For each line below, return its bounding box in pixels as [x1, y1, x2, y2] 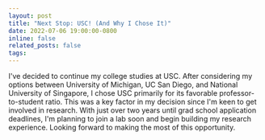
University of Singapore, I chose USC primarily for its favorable [8, 89, 218, 97]
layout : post [8, 11, 53, 20]
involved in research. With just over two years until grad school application [8, 105, 257, 115]
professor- [219, 89, 254, 97]
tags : [8, 49, 27, 57]
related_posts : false [8, 42, 82, 50]
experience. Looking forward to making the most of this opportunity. [8, 122, 236, 132]
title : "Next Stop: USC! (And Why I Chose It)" [8, 19, 172, 27]
